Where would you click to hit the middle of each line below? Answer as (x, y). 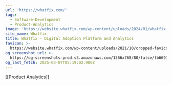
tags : (11, 15)
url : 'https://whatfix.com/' (36, 10)
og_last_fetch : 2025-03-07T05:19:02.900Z (50, 62)
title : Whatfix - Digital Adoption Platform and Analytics (70, 39)
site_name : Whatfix (26, 34)
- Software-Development (35, 19)
